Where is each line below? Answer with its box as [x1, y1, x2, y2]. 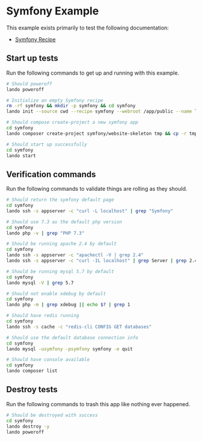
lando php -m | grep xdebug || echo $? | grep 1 [6, 302, 130, 308]
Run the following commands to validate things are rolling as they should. [6, 185, 188, 193]
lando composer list [6, 368, 58, 374]
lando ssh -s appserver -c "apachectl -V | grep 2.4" [6, 252, 144, 258]
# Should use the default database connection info [6, 335, 138, 341]
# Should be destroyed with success [6, 412, 98, 418]
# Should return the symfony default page [6, 197, 114, 203]
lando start [6, 152, 36, 159]
